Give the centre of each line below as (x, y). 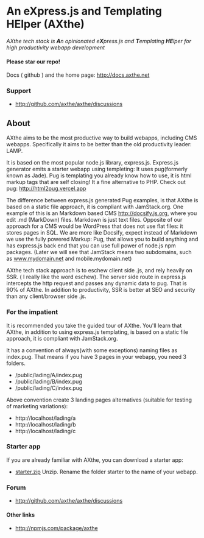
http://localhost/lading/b (45, 424)
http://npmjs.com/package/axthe (57, 528)
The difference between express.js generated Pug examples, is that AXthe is (102, 200)
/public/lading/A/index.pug (49, 375)
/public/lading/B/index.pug (48, 381)
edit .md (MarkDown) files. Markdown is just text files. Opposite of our (94, 220)
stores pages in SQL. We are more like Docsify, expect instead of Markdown (102, 233)
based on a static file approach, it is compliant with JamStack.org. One (95, 207)
